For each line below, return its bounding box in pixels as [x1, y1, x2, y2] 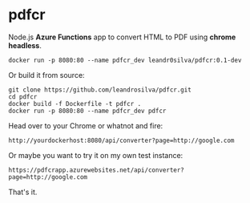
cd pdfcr [8, 92, 38, 101]
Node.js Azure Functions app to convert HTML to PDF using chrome [8, 32, 236, 42]
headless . [8, 40, 42, 50]
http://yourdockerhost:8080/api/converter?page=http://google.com [8, 136, 235, 144]
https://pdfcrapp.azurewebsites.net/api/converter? [8, 166, 184, 174]
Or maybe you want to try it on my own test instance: [8, 150, 183, 160]
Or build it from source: [8, 70, 86, 79]
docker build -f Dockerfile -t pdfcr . [8, 99, 142, 108]
